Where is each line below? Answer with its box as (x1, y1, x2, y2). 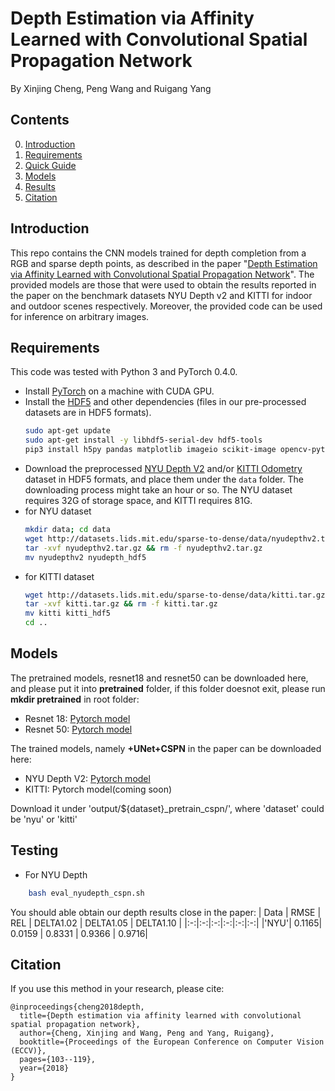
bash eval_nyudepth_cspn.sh (28, 888, 145, 898)
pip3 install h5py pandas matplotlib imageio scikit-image (24, 445, 277, 455)
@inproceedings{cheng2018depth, (10, 1002, 145, 1012)
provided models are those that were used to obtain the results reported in (10, 278, 317, 291)
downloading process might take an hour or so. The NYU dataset (24, 484, 293, 496)
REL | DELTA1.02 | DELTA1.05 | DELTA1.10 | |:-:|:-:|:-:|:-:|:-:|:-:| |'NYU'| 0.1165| (10, 917, 323, 929)
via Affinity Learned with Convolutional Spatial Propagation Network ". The (10, 268, 315, 280)
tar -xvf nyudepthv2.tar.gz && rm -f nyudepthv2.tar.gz (24, 543, 263, 553)
